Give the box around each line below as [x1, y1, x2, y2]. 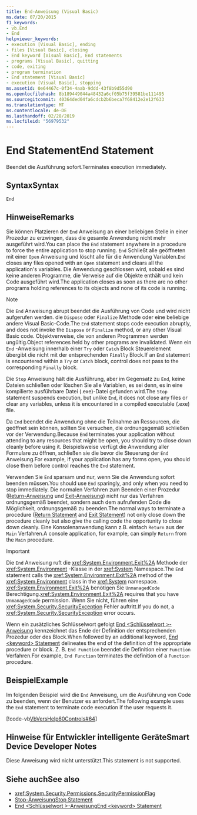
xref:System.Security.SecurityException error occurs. [6, 609, 136, 616]
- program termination [6, 69, 62, 75]
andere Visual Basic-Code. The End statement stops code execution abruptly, [6, 320, 191, 327]
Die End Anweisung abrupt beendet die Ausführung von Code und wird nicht [6, 307, 191, 314]
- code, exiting [6, 63, 46, 70]
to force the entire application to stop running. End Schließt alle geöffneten [6, 246, 186, 254]
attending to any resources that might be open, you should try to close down [6, 436, 192, 444]
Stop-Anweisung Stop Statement [14, 796, 93, 803]
